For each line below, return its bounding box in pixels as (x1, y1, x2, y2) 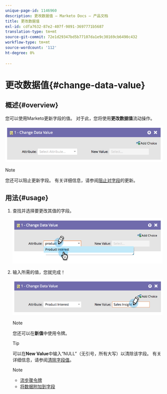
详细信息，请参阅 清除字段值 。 (12, 357, 74, 363)
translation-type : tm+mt (5, 29, 57, 35)
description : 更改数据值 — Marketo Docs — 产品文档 (5, 13, 108, 19)
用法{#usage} (5, 193, 49, 202)
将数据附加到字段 (19, 383, 55, 389)
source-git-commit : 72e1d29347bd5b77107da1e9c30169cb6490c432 (5, 35, 137, 40)
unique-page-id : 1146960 (5, 8, 57, 13)
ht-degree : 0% (5, 50, 35, 55)
